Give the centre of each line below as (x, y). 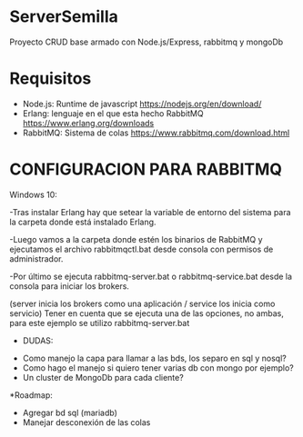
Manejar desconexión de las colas (86, 422)
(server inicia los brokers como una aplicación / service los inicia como (142, 303)
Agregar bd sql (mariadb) (70, 412)
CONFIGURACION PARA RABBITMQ (146, 169)
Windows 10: (33, 194)
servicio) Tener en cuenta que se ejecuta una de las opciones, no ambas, (146, 313)
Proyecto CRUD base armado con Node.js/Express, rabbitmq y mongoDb (146, 42)
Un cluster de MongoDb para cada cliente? (103, 377)
